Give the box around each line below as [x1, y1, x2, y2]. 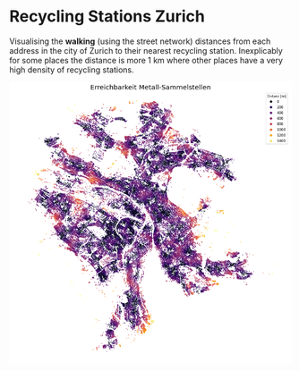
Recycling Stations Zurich [9, 6, 206, 27]
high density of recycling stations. [9, 64, 134, 75]
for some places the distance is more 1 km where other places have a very [9, 55, 284, 65]
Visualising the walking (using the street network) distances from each [9, 36, 271, 46]
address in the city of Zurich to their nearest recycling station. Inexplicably [9, 45, 284, 55]
